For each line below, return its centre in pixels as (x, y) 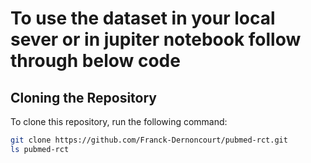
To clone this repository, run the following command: (119, 121)
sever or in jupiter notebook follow (156, 39)
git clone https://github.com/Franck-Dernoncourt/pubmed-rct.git (149, 140)
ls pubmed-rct (40, 149)
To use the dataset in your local (143, 18)
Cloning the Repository (83, 97)
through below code (95, 61)
